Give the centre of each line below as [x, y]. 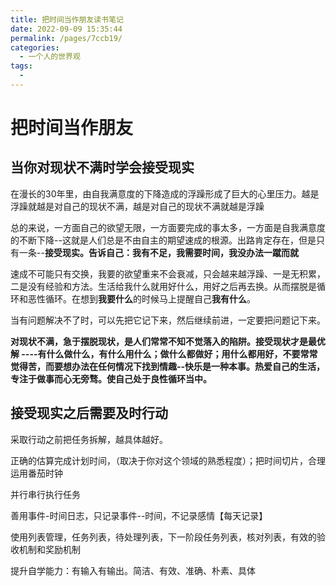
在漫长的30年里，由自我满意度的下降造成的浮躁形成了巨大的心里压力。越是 [165, 193]
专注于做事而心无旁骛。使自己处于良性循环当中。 [111, 378]
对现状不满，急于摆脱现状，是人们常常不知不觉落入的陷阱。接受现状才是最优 [168, 341]
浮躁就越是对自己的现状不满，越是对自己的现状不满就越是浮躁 [137, 206]
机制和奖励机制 [49, 549]
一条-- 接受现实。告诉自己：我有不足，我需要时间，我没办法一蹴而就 [158, 252]
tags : [21, 66]
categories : [35, 47]
